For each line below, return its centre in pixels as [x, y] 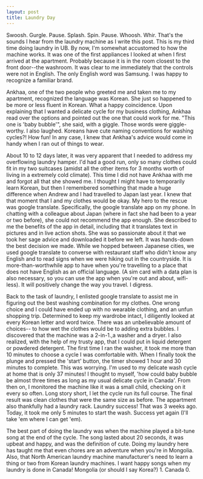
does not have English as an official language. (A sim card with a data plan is [102, 272]
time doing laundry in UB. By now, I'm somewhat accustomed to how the [97, 48]
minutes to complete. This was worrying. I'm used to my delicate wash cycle [101, 367]
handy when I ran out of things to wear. [55, 143]
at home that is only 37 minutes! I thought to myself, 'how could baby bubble [102, 374]
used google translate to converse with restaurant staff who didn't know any [101, 252]
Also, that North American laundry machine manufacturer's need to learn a [99, 457]
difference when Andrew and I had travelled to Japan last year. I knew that [99, 194]
